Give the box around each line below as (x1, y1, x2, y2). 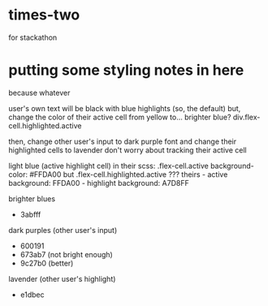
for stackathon (8, 32, 58, 42)
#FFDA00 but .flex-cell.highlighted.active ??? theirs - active (29, 169, 228, 179)
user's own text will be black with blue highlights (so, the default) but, (8, 103, 241, 113)
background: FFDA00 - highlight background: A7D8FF (8, 178, 189, 187)
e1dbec (19, 290, 45, 300)
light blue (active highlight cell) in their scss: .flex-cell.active (8, 161, 209, 170)
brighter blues (8, 193, 55, 204)
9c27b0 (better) (19, 258, 74, 268)
